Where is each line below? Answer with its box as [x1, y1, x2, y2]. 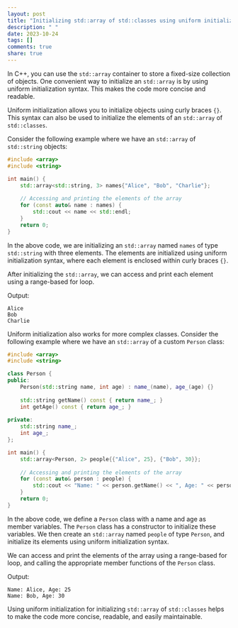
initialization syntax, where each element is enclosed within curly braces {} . [7, 256, 229, 265]
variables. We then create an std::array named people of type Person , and [7, 529, 225, 538]
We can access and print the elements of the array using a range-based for [7, 551, 227, 559]
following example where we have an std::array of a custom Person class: [7, 337, 225, 346]
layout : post [7, 10, 46, 18]
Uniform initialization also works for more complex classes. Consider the [7, 329, 219, 338]
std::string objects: [7, 142, 68, 150]
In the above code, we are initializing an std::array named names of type [7, 241, 218, 249]
